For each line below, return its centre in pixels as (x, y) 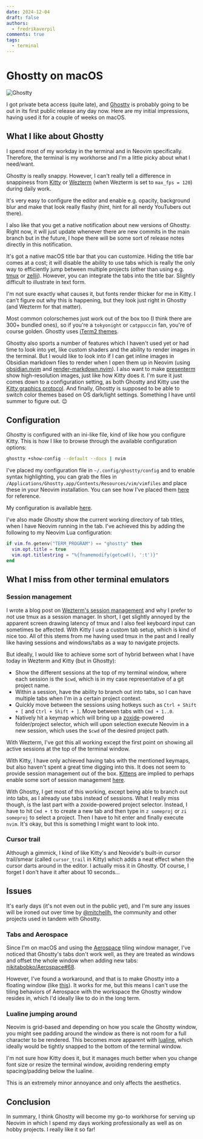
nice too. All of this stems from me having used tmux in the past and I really (100, 636)
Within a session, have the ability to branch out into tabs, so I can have (103, 692)
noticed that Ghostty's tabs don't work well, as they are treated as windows (101, 954)
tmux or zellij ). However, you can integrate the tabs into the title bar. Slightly (101, 275)
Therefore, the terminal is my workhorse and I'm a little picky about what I (98, 157)
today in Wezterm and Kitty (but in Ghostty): (61, 661)
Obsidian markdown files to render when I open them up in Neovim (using (98, 362)
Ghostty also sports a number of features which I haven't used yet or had (98, 343)
